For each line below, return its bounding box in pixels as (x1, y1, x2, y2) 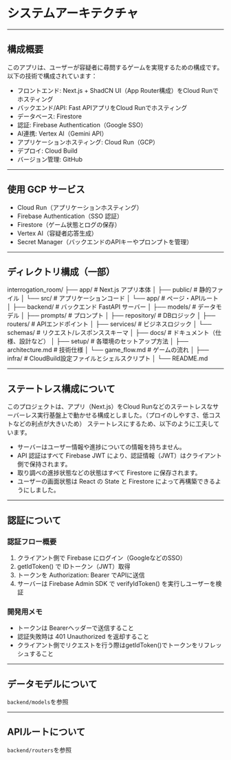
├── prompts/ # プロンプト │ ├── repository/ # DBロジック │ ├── (26, 312, 216, 320)
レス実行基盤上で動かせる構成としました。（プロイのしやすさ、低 (25, 411, 209, 420)
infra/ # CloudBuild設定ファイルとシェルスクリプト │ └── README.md (7, 354, 208, 362)
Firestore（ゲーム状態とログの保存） (16, 220, 121, 228)
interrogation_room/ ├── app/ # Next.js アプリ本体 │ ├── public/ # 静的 (7, 285, 212, 294)
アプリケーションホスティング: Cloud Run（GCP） (16, 138, 159, 146)
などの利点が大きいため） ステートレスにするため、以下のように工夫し (12, 420, 214, 428)
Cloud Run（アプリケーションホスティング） (16, 203, 143, 211)
